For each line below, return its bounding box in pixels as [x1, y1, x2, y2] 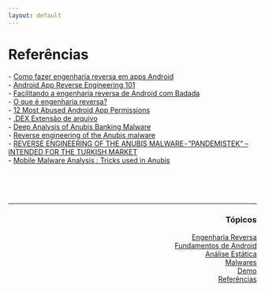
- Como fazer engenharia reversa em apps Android [8, 72, 174, 81]
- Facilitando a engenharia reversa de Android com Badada [8, 88, 200, 98]
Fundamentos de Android [174, 241, 257, 250]
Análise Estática [204, 249, 257, 259]
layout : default [8, 11, 62, 20]
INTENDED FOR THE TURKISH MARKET [8, 147, 138, 156]
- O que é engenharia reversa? [8, 96, 108, 106]
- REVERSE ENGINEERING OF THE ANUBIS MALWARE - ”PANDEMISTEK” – [8, 139, 249, 148]
